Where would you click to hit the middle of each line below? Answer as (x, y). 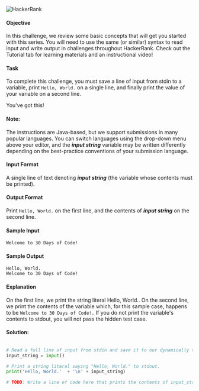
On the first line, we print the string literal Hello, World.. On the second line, (98, 300)
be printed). (20, 184)
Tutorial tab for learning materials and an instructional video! (80, 55)
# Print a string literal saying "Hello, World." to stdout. (83, 366)
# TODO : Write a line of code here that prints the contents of (87, 382)
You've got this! (25, 105)
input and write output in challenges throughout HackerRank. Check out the (98, 49)
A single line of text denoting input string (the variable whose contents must (99, 177)
